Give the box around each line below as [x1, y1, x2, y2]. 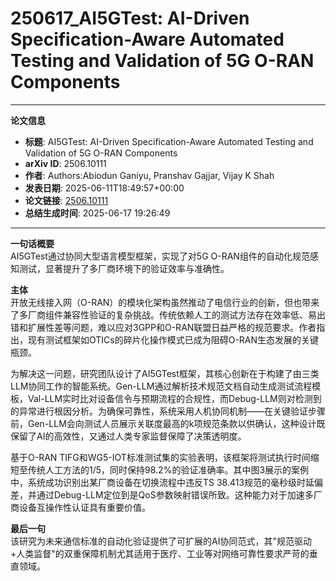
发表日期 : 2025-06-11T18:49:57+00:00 [24, 182, 185, 194]
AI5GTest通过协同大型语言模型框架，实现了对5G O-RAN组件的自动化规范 [10, 250, 310, 262]
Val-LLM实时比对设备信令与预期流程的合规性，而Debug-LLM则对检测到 [27, 392, 322, 404]
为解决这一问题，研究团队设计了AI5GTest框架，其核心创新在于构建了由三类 [10, 367, 320, 379]
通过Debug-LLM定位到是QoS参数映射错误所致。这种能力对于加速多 [36, 488, 314, 501]
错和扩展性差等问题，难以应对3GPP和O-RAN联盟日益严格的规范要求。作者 [10, 321, 317, 333]
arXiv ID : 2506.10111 [24, 157, 107, 169]
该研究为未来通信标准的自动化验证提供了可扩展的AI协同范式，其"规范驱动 [10, 535, 312, 547]
